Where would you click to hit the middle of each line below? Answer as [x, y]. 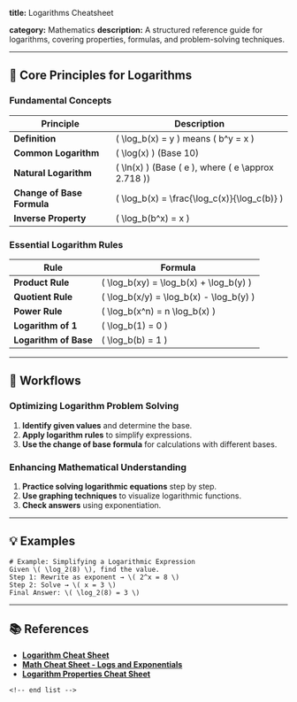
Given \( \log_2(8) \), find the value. [85, 569]
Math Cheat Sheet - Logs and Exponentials [102, 664]
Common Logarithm [57, 152]
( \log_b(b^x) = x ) [152, 218]
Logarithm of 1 [46, 325]
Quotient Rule [43, 297]
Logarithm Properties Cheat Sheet [86, 674]
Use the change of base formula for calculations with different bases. [149, 444]
